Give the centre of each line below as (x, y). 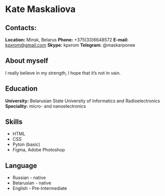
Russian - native (29, 178)
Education (21, 89)
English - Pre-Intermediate (40, 188)
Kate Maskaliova (40, 9)
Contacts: (21, 28)
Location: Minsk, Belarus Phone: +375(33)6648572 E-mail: (67, 40)
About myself (27, 61)
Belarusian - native (32, 183)
